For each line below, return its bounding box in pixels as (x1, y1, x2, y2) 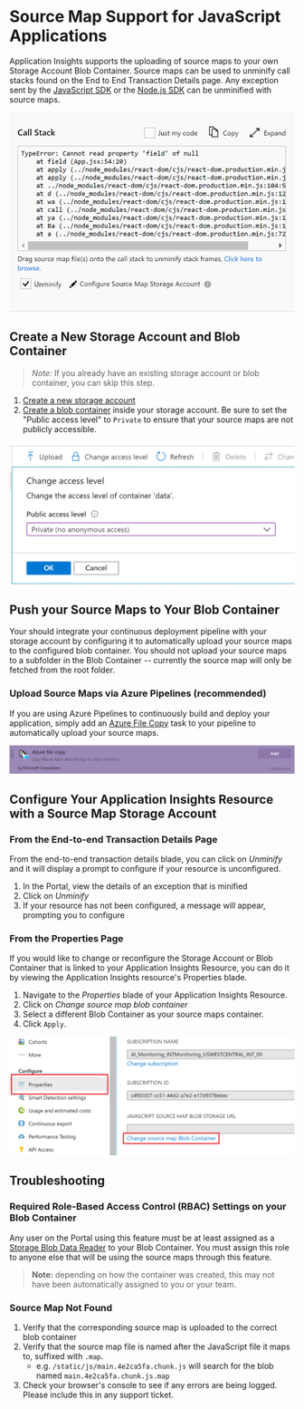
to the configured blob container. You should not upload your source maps (9, 645, 288, 656)
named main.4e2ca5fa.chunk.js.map (35, 1370, 170, 1381)
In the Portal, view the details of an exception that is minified (22, 881, 248, 892)
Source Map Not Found (9, 1301, 113, 1314)
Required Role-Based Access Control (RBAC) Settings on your (9, 1201, 287, 1213)
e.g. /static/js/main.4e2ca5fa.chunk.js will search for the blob (35, 1361, 274, 1372)
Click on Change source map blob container (22, 999, 188, 1010)
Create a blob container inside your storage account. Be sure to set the (22, 404, 288, 415)
